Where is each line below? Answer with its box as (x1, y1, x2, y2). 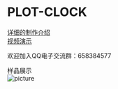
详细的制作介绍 (7, 28, 50, 36)
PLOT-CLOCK (7, 4, 87, 20)
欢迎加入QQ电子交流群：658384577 (7, 51, 112, 60)
